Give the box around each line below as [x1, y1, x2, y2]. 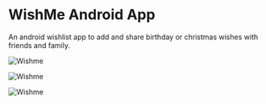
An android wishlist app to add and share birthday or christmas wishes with [8, 32, 259, 42]
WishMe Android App [8, 6, 156, 24]
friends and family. [8, 40, 71, 50]
